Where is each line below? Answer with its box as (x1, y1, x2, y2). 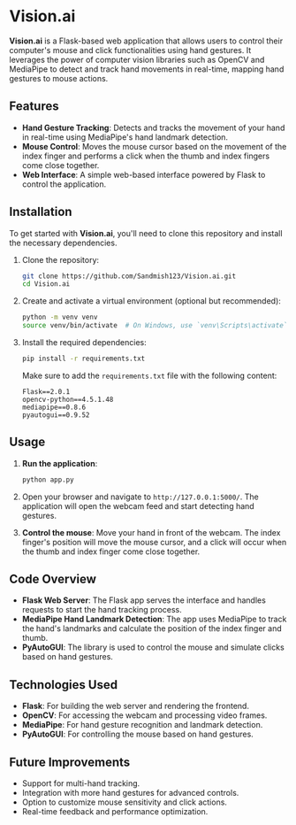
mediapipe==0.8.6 (21, 403, 87, 412)
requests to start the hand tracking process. (21, 605, 183, 615)
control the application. (21, 179, 107, 189)
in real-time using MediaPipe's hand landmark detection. (21, 131, 228, 143)
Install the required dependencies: (21, 337, 148, 348)
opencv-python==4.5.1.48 (21, 395, 114, 404)
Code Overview (9, 572, 97, 587)
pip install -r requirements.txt (21, 354, 146, 364)
